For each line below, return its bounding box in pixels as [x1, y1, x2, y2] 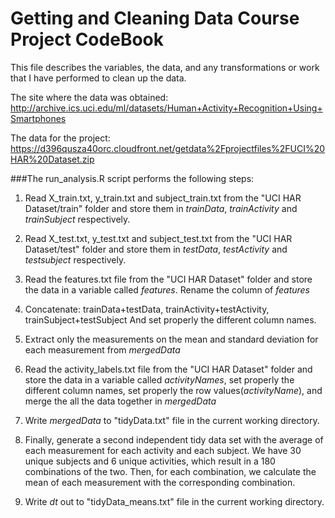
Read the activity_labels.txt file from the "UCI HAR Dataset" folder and [24, 363, 313, 375]
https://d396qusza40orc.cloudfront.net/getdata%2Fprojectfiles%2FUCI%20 [10, 142, 326, 154]
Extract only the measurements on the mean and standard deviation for [24, 333, 319, 345]
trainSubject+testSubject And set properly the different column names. [24, 313, 317, 326]
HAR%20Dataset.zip [10, 153, 95, 165]
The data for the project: [10, 132, 111, 144]
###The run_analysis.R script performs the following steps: [10, 172, 255, 184]
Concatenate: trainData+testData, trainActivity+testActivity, [24, 303, 270, 315]
